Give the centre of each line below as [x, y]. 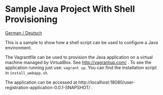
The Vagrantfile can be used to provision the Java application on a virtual [79, 57]
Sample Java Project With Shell [70, 9]
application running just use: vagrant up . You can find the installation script [81, 68]
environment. [18, 47]
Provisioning [31, 19]
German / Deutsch [24, 33]
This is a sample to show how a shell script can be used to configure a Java [81, 42]
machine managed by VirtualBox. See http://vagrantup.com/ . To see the [78, 62]
